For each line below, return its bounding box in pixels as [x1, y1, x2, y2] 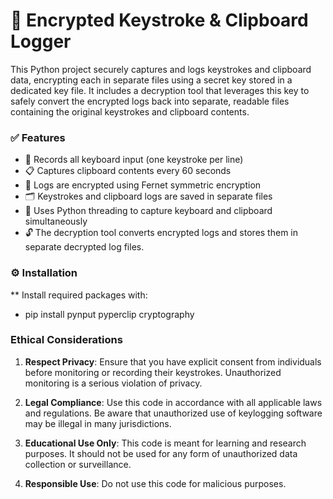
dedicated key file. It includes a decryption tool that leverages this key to [10, 84, 310, 96]
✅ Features [10, 130, 66, 144]
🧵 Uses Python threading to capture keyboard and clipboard [24, 205, 273, 217]
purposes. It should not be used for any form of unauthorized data [24, 447, 298, 459]
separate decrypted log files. [24, 241, 145, 253]
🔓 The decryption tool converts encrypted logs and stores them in [24, 227, 299, 239]
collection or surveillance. [24, 458, 132, 470]
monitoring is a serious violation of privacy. [24, 377, 203, 389]
